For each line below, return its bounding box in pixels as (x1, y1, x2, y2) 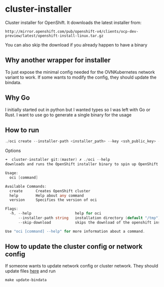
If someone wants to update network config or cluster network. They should (5, 263, 159, 269)
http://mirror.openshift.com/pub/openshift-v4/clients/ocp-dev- (5, 29, 139, 34)
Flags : (5, 206, 19, 211)
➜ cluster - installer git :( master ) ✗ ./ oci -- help (5, 157, 110, 162)
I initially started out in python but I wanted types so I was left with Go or (5, 107, 150, 112)
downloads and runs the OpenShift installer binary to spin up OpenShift (5, 162, 159, 167)
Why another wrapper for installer (5, 56, 111, 65)
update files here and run (5, 268, 56, 274)
